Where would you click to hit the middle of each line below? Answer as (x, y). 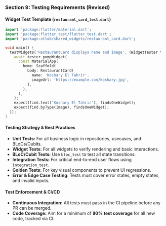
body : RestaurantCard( (50, 71)
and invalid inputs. (31, 180)
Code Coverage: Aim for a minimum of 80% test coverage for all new (84, 213)
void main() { (20, 48)
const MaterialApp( (38, 61)
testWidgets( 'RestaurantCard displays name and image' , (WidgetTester (84, 52)
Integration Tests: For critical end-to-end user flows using (72, 159)
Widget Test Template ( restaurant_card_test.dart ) (58, 19)
